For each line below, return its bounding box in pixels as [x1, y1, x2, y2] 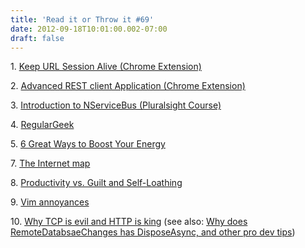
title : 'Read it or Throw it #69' [10, 14, 155, 25]
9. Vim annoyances [10, 196, 90, 208]
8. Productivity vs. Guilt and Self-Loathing [10, 177, 183, 189]
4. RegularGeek [10, 119, 75, 131]
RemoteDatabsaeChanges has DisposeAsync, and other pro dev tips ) [10, 226, 296, 238]
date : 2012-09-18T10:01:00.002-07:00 [10, 24, 168, 34]
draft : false [10, 33, 65, 43]
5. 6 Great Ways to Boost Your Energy [10, 138, 166, 150]
